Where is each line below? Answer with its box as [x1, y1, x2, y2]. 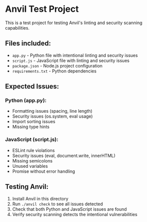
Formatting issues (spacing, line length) [12, 108, 92, 114]
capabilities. [5, 25, 29, 31]
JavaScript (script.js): [5, 136, 59, 143]
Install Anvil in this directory [12, 195, 69, 201]
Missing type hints [12, 124, 50, 130]
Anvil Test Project [5, 3, 79, 15]
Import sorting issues [12, 119, 56, 125]
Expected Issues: [5, 82, 59, 91]
